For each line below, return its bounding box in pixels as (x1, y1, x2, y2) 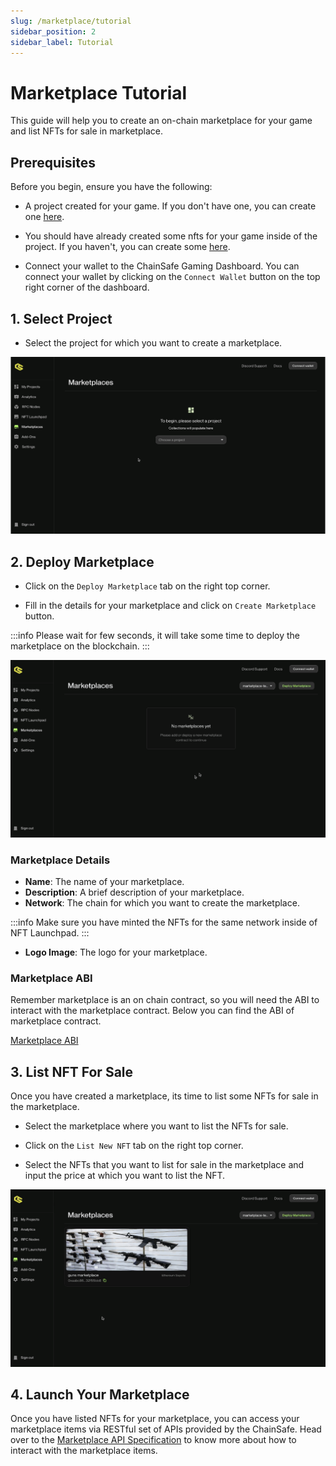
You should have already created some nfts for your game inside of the (24, 230, 318, 242)
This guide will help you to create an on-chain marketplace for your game (10, 115, 313, 127)
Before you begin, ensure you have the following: (10, 181, 213, 193)
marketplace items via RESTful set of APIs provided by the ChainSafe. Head (10, 1423, 322, 1435)
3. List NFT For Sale (10, 1063, 134, 1080)
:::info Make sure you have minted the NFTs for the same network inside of (10, 916, 318, 929)
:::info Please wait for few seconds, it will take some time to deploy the (10, 630, 301, 642)
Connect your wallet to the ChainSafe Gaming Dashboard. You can (24, 260, 300, 272)
